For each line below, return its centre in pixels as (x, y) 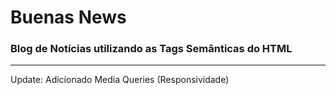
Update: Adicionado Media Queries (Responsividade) (120, 80)
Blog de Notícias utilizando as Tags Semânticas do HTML (151, 49)
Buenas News (68, 17)
